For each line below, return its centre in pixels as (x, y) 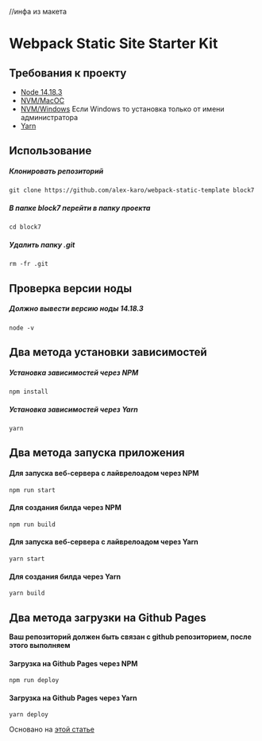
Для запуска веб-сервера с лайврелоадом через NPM (104, 473)
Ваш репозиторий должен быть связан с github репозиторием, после (131, 637)
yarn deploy (29, 715)
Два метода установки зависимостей (108, 352)
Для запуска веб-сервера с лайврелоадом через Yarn (104, 542)
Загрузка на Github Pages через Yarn (73, 698)
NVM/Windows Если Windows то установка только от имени (122, 109)
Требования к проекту (68, 73)
